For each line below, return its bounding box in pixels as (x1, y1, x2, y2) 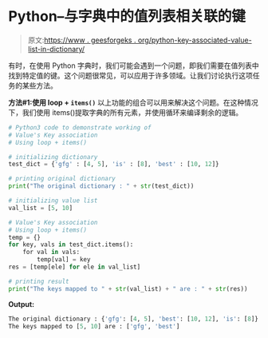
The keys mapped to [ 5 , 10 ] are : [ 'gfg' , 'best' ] (8, 322, 180, 330)
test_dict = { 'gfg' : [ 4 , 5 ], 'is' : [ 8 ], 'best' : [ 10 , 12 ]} (8, 161, 219, 169)
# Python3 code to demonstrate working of (8, 123, 152, 132)
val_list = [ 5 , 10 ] (8, 204, 73, 212)
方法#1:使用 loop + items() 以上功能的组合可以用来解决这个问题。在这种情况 (8, 97, 259, 107)
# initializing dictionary (8, 153, 98, 161)
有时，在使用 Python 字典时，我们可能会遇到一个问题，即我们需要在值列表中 (8, 61, 259, 70)
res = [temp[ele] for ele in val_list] (8, 263, 141, 272)
